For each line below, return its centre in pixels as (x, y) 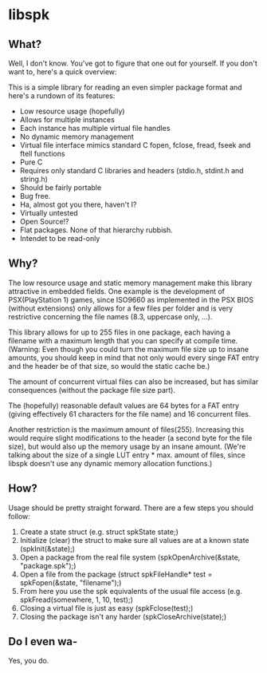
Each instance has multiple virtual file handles (95, 128)
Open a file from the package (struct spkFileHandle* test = (116, 574)
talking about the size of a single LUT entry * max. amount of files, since (127, 455)
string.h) (33, 179)
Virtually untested (49, 213)
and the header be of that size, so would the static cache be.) (109, 366)
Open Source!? (44, 222)
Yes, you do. (29, 661)
